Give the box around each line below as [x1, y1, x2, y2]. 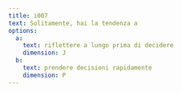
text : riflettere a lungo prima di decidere [22, 42, 174, 50]
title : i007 [8, 11, 48, 20]
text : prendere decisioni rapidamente [22, 64, 152, 72]
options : [8, 26, 38, 34]
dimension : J [22, 49, 67, 57]
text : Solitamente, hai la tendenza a [8, 19, 138, 27]
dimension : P [22, 71, 67, 79]
